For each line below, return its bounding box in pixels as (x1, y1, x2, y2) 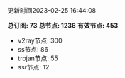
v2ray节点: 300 (17, 36, 62, 45)
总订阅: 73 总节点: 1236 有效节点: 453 (7, 21, 119, 30)
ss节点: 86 (17, 45, 48, 53)
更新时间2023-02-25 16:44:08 (7, 6, 97, 14)
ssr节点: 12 (17, 63, 50, 71)
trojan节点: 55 (17, 54, 58, 62)
